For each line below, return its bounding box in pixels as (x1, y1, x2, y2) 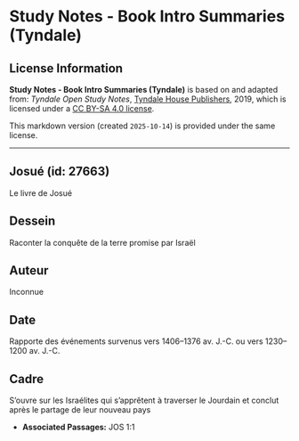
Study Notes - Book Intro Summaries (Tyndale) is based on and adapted (9, 85, 279, 94)
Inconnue (9, 287, 44, 298)
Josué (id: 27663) (9, 164, 110, 179)
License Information (9, 61, 123, 76)
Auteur (9, 263, 49, 278)
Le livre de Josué (9, 187, 73, 198)
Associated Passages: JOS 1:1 (21, 421, 135, 433)
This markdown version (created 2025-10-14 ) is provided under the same (9, 120, 276, 131)
